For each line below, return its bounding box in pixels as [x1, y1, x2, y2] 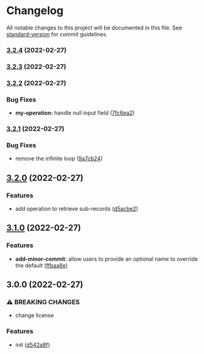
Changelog [6, 4, 64, 18]
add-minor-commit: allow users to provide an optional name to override [15, 255, 198, 263]
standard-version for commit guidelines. [6, 30, 108, 37]
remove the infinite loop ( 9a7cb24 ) [15, 155, 103, 163]
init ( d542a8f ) [15, 341, 50, 348]
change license [15, 312, 54, 319]
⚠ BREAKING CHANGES [6, 298, 80, 306]
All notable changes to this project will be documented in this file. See [6, 24, 183, 31]
